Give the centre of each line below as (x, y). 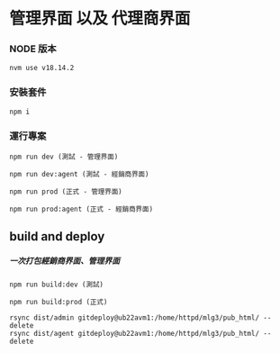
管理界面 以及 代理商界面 (100, 18)
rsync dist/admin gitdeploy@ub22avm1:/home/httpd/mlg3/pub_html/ (134, 318)
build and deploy (57, 236)
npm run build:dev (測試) (56, 285)
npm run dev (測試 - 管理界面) (64, 157)
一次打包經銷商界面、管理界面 (64, 261)
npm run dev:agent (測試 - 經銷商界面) (79, 175)
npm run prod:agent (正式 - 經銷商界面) (81, 209)
